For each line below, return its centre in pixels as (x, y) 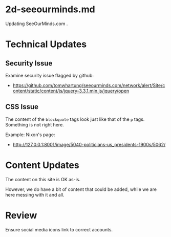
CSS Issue (22, 107)
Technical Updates (46, 44)
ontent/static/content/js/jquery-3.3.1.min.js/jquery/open (71, 91)
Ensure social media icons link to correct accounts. (59, 229)
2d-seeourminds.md (50, 9)
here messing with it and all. (35, 195)
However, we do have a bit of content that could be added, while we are (81, 189)
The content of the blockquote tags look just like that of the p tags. (75, 119)
